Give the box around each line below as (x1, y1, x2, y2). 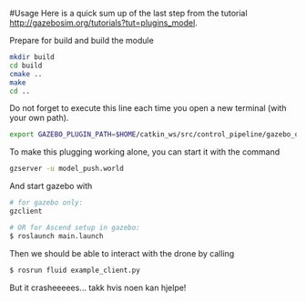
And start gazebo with (9, 181, 93, 192)
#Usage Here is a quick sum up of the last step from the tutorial (9, 8, 248, 18)
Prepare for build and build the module (9, 35, 155, 45)
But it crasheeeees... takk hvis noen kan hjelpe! (9, 282, 187, 293)
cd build (9, 61, 43, 70)
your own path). (9, 113, 69, 124)
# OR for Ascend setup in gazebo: (9, 223, 141, 232)
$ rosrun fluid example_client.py (9, 266, 141, 275)
